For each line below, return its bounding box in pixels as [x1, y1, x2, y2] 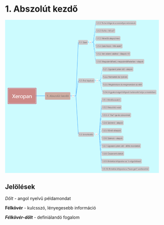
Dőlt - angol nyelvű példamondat [5, 196, 71, 202]
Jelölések [5, 183, 36, 191]
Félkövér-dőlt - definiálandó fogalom [5, 214, 80, 220]
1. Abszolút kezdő [5, 3, 78, 15]
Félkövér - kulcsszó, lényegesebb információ [5, 205, 96, 211]
